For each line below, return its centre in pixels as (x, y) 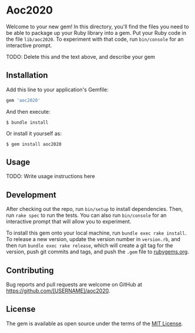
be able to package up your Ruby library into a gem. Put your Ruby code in (96, 32)
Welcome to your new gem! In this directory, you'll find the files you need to (97, 27)
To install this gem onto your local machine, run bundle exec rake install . (96, 233)
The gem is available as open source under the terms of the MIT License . (95, 323)
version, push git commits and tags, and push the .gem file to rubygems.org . (98, 252)
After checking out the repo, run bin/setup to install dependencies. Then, (95, 209)
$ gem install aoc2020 (34, 144)
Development (31, 195)
